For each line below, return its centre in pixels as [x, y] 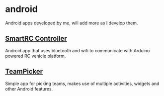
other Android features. [29, 89]
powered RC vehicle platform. [36, 56]
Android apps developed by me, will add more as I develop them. [72, 23]
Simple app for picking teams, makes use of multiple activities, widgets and [82, 84]
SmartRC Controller [36, 39]
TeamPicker [24, 71]
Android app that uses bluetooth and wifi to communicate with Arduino [78, 50]
